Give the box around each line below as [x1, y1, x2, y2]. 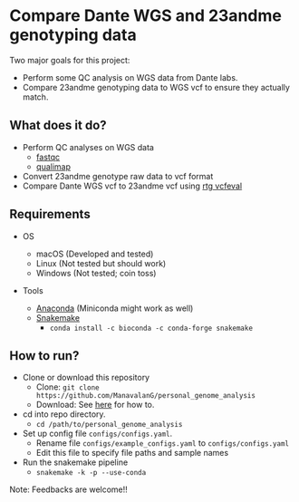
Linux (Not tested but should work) [35, 257, 167, 268]
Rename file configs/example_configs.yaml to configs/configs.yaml [35, 438, 290, 449]
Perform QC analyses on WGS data [22, 141, 154, 152]
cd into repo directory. [22, 409, 106, 420]
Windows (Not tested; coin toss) [35, 267, 157, 278]
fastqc [35, 151, 61, 162]
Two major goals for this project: [9, 54, 130, 65]
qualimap [35, 160, 71, 172]
